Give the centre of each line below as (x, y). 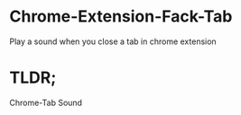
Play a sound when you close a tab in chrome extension (113, 41)
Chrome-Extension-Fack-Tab (121, 17)
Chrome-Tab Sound (46, 102)
